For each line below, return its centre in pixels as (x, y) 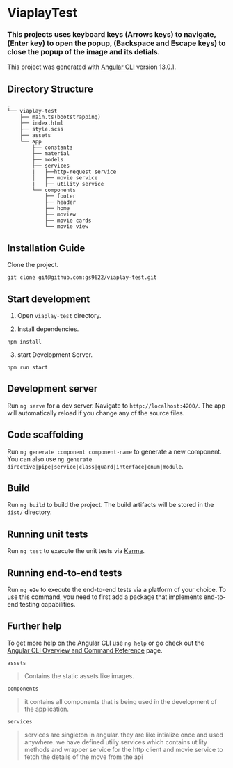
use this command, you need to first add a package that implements (105, 597)
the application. (47, 709)
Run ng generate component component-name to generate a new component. (115, 451)
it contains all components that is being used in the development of (120, 701)
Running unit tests (48, 534)
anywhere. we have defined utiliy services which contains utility (115, 742)
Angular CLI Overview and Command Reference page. (85, 650)
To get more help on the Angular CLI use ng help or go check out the (106, 643)
